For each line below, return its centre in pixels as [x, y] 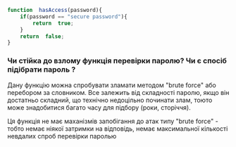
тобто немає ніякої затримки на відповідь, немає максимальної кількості [118, 128]
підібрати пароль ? [42, 70]
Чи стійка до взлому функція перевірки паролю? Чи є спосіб [117, 61]
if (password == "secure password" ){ [74, 17]
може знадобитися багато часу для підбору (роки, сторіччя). [99, 107]
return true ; [53, 23]
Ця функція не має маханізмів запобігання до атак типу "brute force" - [113, 121]
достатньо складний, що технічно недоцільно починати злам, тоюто [110, 100]
